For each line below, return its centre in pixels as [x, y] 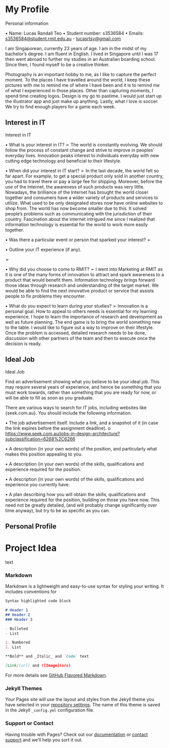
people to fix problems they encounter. [45, 296]
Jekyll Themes [24, 688]
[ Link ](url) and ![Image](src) [38, 666]
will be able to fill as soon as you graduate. [50, 398]
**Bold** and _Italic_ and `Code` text [47, 657]
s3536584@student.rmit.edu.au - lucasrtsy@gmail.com [63, 39]
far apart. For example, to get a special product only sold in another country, [84, 176]
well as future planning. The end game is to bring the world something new [83, 322]
